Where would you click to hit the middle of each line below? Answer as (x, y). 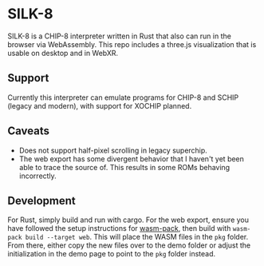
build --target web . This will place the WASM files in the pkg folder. (137, 237)
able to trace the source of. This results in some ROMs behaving (124, 167)
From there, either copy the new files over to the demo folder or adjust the (129, 245)
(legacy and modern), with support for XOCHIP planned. (100, 105)
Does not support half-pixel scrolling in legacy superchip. (113, 150)
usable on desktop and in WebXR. (63, 53)
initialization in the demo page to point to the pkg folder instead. (112, 254)
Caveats (28, 131)
